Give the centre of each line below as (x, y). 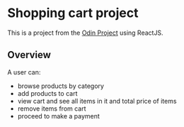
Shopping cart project (73, 13)
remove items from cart (52, 109)
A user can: (24, 72)
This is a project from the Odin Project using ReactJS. (86, 33)
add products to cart (47, 93)
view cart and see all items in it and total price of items (97, 101)
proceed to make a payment (59, 116)
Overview (29, 55)
